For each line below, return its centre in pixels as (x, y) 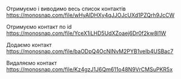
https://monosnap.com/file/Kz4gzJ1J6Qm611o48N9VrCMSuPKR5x (90, 69)
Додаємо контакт (29, 45)
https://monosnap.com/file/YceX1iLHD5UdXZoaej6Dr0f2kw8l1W (86, 33)
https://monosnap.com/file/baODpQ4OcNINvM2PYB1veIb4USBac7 (90, 51)
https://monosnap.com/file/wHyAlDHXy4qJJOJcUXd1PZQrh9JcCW (90, 15)
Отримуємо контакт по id (39, 27)
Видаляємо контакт (32, 63)
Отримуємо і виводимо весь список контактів (66, 9)
